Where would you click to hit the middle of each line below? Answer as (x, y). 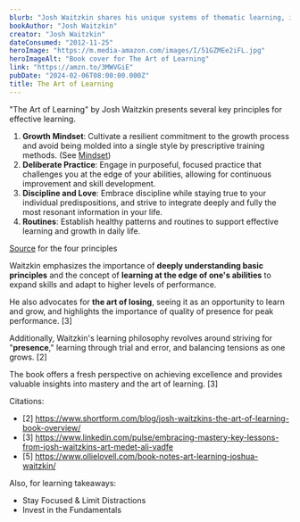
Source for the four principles (63, 248)
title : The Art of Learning (62, 84)
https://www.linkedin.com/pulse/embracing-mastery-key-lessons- (157, 437)
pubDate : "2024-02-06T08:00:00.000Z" (79, 76)
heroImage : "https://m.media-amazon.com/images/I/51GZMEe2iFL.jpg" (137, 51)
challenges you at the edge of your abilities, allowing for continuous (147, 174)
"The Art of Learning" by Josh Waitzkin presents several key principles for (146, 109)
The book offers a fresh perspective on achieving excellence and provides (146, 374)
